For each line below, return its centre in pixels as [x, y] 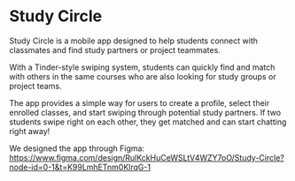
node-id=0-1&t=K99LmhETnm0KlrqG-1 [80, 167]
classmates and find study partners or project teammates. [115, 49]
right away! [30, 131]
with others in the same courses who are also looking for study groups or [143, 76]
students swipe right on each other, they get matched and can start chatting [148, 122]
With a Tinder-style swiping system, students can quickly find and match [142, 67]
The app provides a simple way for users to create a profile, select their [140, 102]
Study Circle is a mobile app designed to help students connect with [134, 41]
